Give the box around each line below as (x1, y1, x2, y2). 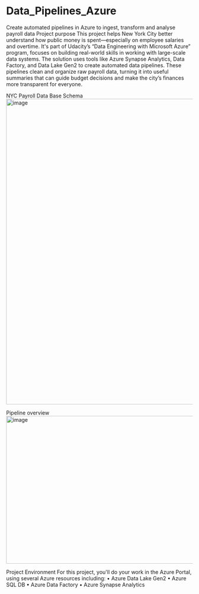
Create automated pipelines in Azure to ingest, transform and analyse (6, 24, 176, 31)
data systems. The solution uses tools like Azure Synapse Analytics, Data (6, 55, 185, 62)
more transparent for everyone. (6, 80, 83, 87)
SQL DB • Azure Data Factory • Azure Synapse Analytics (6, 581, 145, 588)
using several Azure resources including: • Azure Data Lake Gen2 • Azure (6, 574, 187, 582)
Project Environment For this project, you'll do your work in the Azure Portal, (6, 568, 192, 576)
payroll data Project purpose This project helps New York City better (6, 30, 173, 37)
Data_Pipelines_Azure (6, 4, 117, 18)
